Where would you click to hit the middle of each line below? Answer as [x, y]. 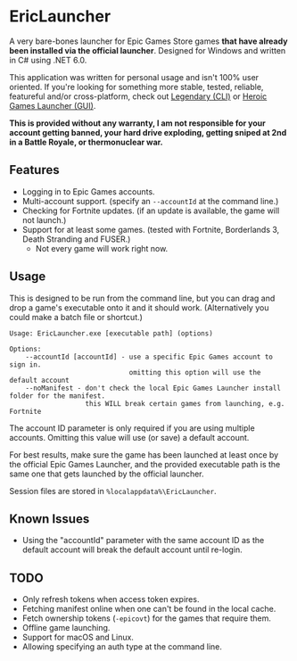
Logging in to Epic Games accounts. [88, 191]
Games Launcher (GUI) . [53, 105]
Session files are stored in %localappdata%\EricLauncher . [113, 491]
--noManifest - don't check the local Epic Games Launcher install [153, 388]
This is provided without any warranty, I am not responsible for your [137, 123]
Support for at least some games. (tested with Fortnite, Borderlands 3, [151, 229]
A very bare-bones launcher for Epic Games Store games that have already [148, 41]
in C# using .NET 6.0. [48, 60]
